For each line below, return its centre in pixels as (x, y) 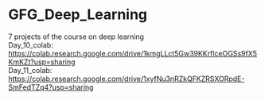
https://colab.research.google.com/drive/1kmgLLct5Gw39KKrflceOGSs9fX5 (132, 53)
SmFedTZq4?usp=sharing (51, 87)
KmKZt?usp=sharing (42, 62)
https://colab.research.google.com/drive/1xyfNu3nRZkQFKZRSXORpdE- (127, 79)
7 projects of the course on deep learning (76, 37)
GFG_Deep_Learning (78, 15)
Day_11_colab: (30, 70)
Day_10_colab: (31, 44)
